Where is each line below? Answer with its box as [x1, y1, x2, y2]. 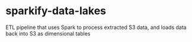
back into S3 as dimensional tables [5, 30, 91, 37]
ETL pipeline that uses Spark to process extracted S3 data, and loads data [5, 24, 187, 31]
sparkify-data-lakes [5, 4, 106, 18]
